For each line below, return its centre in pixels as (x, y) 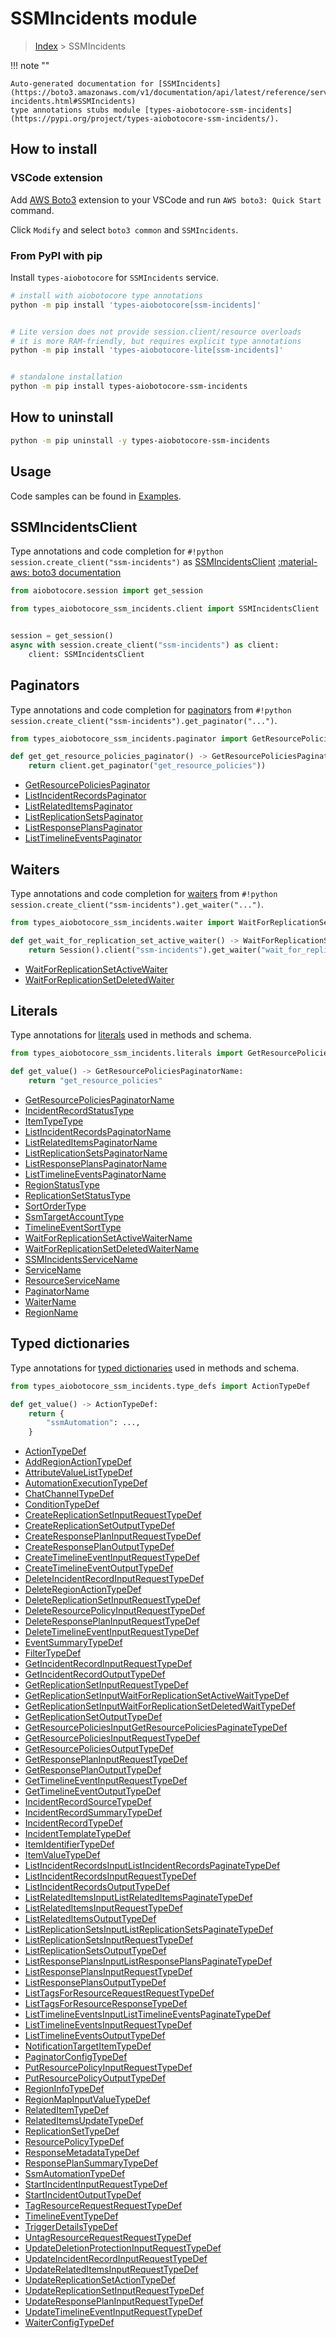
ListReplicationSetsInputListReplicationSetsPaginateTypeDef (149, 1929)
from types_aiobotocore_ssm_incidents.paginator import (129, 738)
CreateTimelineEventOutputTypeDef (99, 1568)
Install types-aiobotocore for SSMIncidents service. (115, 277)
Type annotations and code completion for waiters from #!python (144, 893)
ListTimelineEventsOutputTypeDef (95, 2036)
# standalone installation (66, 377)
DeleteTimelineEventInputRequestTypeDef (112, 1632)
